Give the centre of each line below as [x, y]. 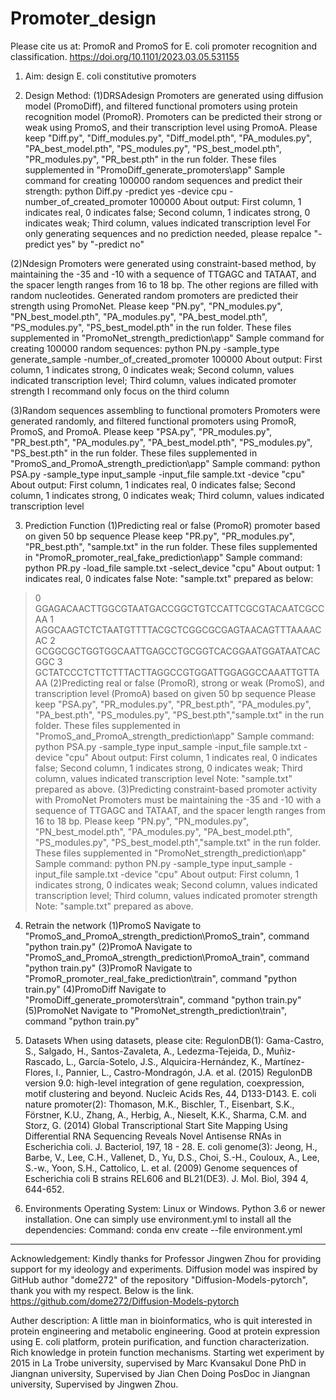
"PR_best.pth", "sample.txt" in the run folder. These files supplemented [171, 546]
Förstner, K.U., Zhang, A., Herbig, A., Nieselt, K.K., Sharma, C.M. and [165, 1114]
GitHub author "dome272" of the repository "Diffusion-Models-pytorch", [159, 1279]
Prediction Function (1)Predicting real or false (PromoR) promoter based [172, 525]
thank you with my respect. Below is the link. [102, 1290]
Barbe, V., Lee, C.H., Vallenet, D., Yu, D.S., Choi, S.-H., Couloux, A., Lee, [172, 1157]
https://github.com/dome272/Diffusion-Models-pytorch [125, 1301]
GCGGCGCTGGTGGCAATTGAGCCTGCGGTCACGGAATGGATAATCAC [177, 651]
